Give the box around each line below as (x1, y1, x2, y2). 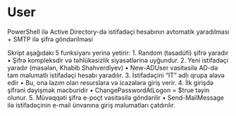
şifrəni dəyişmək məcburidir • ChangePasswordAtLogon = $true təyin (7, 86, 210, 94)
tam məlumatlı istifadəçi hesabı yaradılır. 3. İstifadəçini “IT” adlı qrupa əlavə (7, 71, 225, 79)
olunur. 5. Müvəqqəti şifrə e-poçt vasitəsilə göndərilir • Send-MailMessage (7, 93, 224, 102)
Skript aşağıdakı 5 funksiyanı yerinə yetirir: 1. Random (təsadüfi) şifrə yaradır (7, 49, 229, 57)
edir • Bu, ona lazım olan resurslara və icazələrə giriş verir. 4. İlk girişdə (7, 78, 213, 86)
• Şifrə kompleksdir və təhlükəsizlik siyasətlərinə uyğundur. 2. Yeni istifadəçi (7, 56, 229, 64)
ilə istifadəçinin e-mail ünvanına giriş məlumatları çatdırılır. (7, 101, 175, 109)
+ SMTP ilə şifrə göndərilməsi (7, 34, 94, 43)
